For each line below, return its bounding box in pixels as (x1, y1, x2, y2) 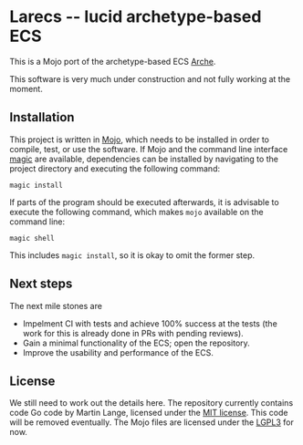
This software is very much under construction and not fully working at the (9, 73, 290, 84)
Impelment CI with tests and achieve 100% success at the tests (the (22, 317, 278, 329)
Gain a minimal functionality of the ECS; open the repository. (22, 337, 251, 348)
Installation (9, 109, 75, 125)
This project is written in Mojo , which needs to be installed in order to (9, 134, 269, 145)
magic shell (9, 233, 55, 243)
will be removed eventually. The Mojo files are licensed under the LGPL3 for (9, 417, 295, 428)
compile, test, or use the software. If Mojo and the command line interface (9, 143, 288, 154)
